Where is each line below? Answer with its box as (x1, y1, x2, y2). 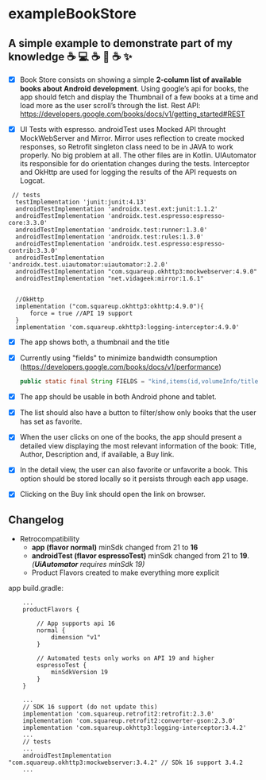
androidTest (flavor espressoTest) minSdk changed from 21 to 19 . (31, 551, 250, 561)
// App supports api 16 (37, 619, 115, 628)
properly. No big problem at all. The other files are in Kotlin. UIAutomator (19, 150, 256, 160)
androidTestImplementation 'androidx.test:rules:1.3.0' (15, 233, 204, 241)
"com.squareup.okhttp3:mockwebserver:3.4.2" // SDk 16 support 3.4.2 (8, 759, 244, 767)
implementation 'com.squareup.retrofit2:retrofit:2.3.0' (22, 710, 215, 718)
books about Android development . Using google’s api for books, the (19, 84, 249, 94)
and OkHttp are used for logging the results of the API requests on (19, 168, 237, 177)
